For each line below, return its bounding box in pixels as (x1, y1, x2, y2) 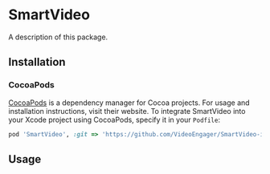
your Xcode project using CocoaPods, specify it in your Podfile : (8, 115, 221, 124)
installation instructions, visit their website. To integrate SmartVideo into (8, 106, 246, 115)
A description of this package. (8, 32, 108, 42)
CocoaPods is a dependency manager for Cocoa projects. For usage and (8, 98, 251, 107)
